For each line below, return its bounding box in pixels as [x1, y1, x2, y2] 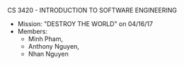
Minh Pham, [28, 35, 64, 43]
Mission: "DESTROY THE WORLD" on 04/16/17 [17, 20, 154, 28]
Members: [17, 28, 48, 35]
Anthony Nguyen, [28, 42, 80, 50]
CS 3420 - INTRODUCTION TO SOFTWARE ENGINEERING [7, 6, 177, 14]
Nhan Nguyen [28, 49, 69, 58]
